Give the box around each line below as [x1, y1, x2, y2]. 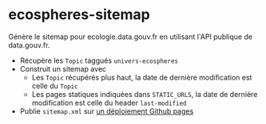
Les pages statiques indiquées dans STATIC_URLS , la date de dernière [31, 89, 258, 99]
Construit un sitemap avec [19, 64, 107, 73]
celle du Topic [31, 81, 78, 91]
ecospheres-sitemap [8, 6, 150, 24]
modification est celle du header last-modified [31, 98, 187, 107]
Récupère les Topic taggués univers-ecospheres [19, 56, 178, 65]
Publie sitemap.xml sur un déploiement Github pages [19, 106, 194, 116]
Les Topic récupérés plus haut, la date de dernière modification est [31, 72, 252, 82]
